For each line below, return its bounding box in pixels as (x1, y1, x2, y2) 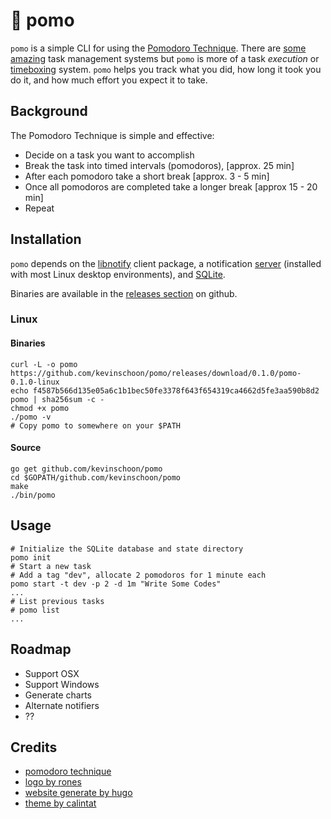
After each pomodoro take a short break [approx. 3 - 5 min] (24, 170, 270, 182)
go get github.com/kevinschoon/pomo (10, 464, 163, 474)
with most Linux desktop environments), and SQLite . (10, 268, 226, 280)
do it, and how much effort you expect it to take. (10, 74, 208, 86)
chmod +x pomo (10, 403, 70, 413)
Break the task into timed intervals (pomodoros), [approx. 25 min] (24, 159, 295, 171)
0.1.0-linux (10, 377, 60, 387)
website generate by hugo (24, 787, 133, 799)
